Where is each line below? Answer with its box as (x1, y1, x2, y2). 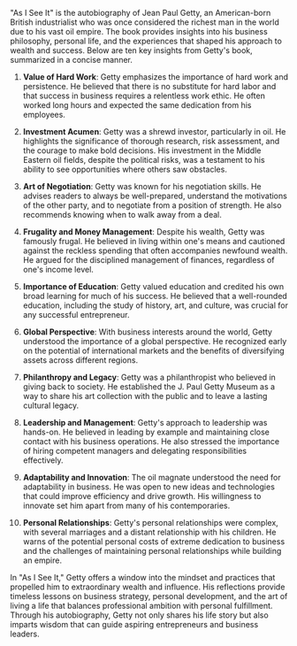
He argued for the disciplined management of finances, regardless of (22, 255, 275, 265)
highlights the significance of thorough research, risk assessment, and (22, 136, 280, 146)
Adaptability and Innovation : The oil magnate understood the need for (22, 473, 281, 482)
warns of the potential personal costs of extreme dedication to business (22, 536, 286, 547)
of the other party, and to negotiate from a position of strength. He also (22, 200, 282, 211)
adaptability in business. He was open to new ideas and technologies (22, 481, 275, 492)
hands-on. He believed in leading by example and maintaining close (22, 427, 270, 437)
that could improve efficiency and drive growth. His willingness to (22, 491, 262, 501)
